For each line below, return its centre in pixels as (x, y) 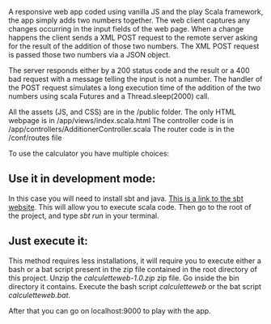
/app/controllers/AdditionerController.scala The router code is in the (121, 129)
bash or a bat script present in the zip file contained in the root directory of (133, 269)
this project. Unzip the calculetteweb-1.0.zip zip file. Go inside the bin (124, 278)
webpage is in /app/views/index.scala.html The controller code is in (121, 120)
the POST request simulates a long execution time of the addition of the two (135, 87)
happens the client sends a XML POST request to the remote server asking (133, 37)
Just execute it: (48, 241)
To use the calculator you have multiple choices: (89, 153)
